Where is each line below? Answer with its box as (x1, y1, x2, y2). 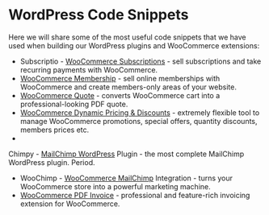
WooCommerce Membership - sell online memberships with (19, 73, 221, 83)
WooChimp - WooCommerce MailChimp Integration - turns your (19, 173, 233, 183)
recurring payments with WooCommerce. (19, 64, 158, 74)
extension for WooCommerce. (19, 199, 120, 209)
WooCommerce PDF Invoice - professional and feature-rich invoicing (19, 190, 250, 200)
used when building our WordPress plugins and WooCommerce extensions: (8, 40, 260, 50)
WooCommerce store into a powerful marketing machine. (19, 181, 212, 191)
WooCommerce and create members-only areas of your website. (19, 82, 237, 92)
